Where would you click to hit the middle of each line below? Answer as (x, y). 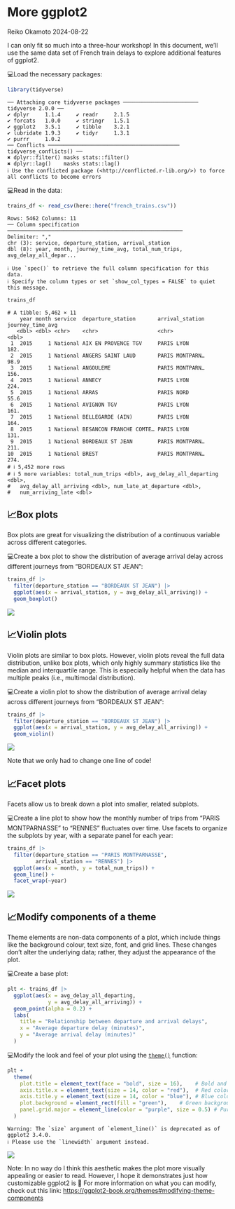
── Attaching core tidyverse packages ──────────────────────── (103, 102)
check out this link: (34, 1190)
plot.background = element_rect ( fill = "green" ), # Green (111, 1103)
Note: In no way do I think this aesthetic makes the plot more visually (106, 1168)
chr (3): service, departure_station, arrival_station (89, 243)
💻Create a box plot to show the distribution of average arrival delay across (115, 556)
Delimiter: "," (29, 237)
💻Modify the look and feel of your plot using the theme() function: (102, 1055)
